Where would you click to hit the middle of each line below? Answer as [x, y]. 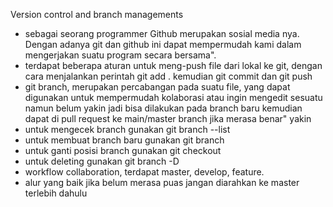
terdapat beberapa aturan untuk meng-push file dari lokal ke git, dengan [173, 65]
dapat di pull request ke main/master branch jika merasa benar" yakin [168, 118]
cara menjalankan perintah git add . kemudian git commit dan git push [168, 76]
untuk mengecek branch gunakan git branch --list [127, 129]
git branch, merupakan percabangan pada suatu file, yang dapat [157, 87]
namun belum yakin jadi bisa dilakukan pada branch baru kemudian [163, 108]
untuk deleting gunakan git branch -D [102, 161]
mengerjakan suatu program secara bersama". [120, 55]
